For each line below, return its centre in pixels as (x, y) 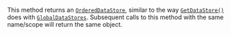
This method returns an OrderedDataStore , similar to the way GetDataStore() (115, 10)
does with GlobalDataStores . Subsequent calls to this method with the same (115, 17)
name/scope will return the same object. (65, 24)
